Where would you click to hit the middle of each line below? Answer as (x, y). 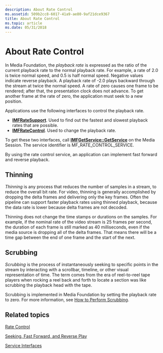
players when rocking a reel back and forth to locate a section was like (76, 280)
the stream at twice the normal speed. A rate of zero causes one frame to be (82, 86)
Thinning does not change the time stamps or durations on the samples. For (81, 216)
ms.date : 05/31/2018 (26, 28)
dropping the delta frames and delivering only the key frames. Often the (77, 197)
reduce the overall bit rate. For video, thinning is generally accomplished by (81, 192)
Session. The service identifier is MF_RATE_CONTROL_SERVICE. (70, 145)
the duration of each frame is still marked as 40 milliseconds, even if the (77, 227)
